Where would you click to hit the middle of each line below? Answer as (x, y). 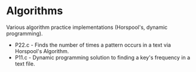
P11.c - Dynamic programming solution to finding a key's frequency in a (102, 57)
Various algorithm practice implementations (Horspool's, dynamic (87, 27)
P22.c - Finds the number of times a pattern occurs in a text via (93, 45)
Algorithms (35, 11)
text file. (25, 64)
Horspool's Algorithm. (42, 51)
